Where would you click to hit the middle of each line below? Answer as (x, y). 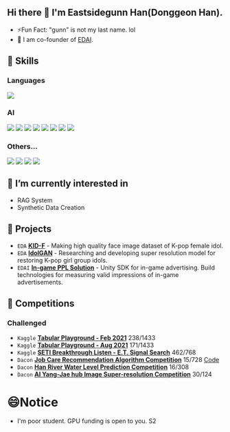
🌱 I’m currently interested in (68, 183)
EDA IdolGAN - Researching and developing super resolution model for (116, 253)
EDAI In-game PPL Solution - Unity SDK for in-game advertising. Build (116, 267)
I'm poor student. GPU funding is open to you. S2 (87, 421)
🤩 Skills (23, 61)
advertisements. (40, 282)
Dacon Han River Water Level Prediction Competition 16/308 (103, 367)
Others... (22, 146)
